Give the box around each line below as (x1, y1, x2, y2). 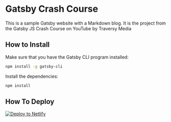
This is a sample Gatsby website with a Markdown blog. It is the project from (5, 20, 166, 26)
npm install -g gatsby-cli (5, 64, 63, 69)
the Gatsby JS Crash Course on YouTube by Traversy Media (5, 25, 132, 31)
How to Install (5, 40, 50, 49)
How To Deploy (5, 97, 55, 106)
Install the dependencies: (5, 73, 59, 79)
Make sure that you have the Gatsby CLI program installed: (5, 54, 129, 60)
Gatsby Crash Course (5, 3, 99, 15)
